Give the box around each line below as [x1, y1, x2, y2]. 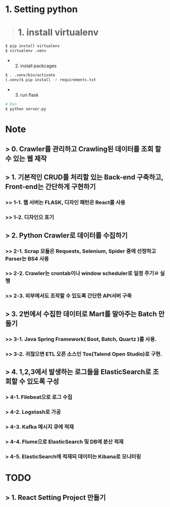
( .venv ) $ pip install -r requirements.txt [5, 77, 96, 82]
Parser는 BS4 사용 [5, 255, 49, 262]
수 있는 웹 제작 [5, 154, 47, 163]
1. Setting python [5, 4, 78, 15]
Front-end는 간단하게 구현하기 [5, 182, 96, 191]
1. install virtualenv [17, 27, 99, 38]
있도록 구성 [26, 377, 59, 385]
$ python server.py [5, 106, 47, 111]
